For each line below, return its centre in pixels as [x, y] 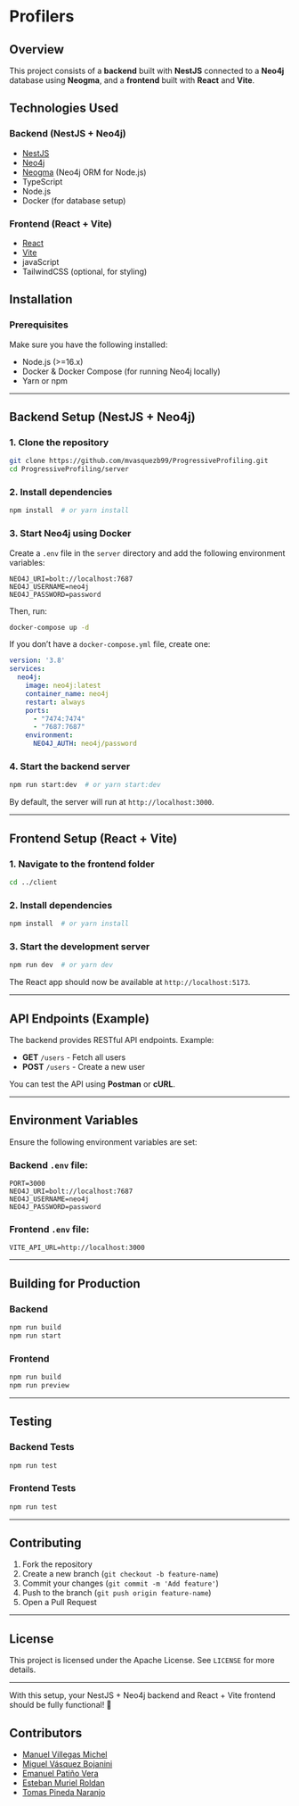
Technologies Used [64, 108]
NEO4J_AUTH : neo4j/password [85, 744]
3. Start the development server [80, 946]
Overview [37, 50]
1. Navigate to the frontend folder [82, 864]
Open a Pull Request [60, 1603]
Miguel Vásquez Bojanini [67, 1764]
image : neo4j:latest [63, 686]
